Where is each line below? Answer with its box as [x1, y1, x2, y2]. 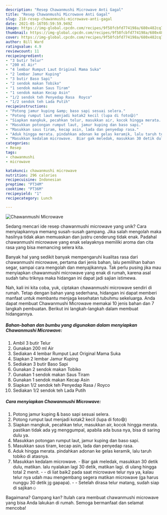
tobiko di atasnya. [12, 453, 49, 459]
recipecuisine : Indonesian [5, 177, 61, 182]
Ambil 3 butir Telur [12, 340, 51, 346]
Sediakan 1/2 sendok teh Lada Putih [12, 387, 86, 393]
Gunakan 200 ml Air [12, 345, 54, 351]
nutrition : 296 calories [5, 173, 57, 178]
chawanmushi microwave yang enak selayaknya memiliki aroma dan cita [5, 239, 154, 245]
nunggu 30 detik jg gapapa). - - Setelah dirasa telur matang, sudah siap [12, 479, 160, 485]
